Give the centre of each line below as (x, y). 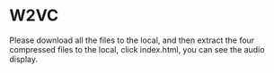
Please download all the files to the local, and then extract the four (132, 40)
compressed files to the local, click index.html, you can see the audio (137, 49)
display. (24, 59)
